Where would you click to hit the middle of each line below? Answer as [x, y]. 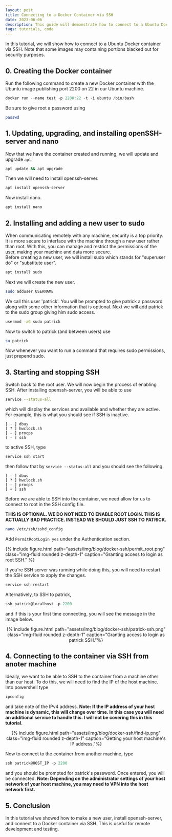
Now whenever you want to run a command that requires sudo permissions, [85, 350]
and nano [43, 142]
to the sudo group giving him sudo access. [50, 312]
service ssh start [25, 457]
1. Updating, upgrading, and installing [66, 133]
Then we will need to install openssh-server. [52, 178]
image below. [19, 619]
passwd [12, 117]
